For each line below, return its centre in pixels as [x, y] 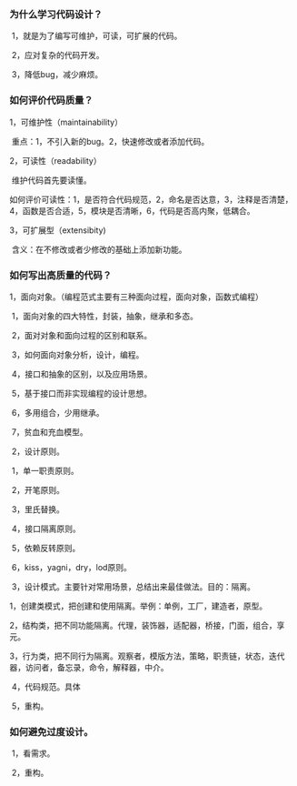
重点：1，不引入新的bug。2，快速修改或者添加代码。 [110, 141]
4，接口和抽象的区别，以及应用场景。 [82, 374]
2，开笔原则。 [38, 489]
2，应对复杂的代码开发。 [58, 55]
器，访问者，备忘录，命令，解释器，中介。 [89, 667]
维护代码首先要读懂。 [51, 180]
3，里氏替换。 [38, 509]
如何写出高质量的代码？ [60, 275]
